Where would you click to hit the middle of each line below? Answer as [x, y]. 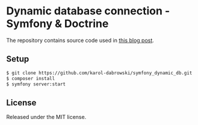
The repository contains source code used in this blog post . [80, 40]
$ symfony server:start [36, 84]
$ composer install [31, 78]
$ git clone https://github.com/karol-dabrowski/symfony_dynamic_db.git [99, 73]
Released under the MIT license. [46, 117]
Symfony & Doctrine [57, 24]
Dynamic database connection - [88, 11]
